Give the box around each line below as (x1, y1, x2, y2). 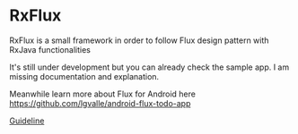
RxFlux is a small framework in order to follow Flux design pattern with (9, 35, 269, 46)
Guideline (9, 115, 45, 126)
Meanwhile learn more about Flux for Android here (9, 88, 196, 99)
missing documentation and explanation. (9, 71, 160, 81)
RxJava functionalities (9, 44, 92, 54)
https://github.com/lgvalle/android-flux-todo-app (9, 97, 191, 108)
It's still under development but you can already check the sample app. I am (9, 62, 290, 72)
